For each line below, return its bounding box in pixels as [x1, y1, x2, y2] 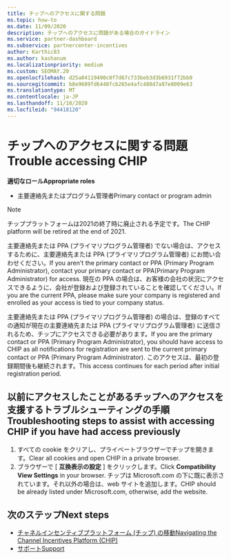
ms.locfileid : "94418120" [7, 106, 81, 113]
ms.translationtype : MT [7, 87, 76, 94]
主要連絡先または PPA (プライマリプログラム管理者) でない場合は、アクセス [7, 241, 221, 250]
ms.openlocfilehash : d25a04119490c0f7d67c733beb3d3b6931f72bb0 [7, 74, 193, 81]
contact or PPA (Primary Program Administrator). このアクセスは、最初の [7, 353, 214, 361]
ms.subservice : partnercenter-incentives [7, 42, 128, 49]
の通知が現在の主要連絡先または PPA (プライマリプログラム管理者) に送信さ [7, 321, 222, 329]
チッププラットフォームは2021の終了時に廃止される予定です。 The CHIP [7, 219, 210, 227]
